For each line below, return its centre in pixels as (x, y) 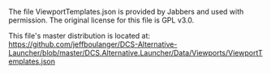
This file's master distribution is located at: (80, 36)
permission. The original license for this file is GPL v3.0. (101, 20)
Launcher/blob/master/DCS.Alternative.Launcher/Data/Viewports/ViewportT (136, 53)
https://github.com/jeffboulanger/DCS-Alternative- (93, 44)
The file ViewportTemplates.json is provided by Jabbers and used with (126, 12)
